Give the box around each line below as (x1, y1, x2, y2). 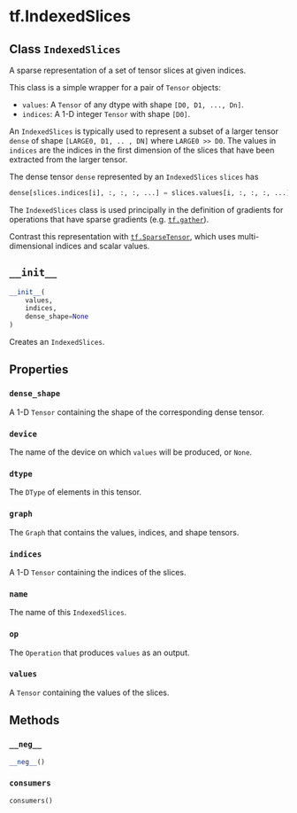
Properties (9, 362, 69, 378)
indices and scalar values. (55, 240, 150, 251)
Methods (9, 713, 60, 728)
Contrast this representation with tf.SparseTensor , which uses (9, 231, 236, 241)
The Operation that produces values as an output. (9, 647, 190, 658)
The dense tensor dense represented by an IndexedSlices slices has (9, 171, 259, 182)
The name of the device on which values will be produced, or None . (9, 447, 253, 457)
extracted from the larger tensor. (9, 154, 128, 165)
